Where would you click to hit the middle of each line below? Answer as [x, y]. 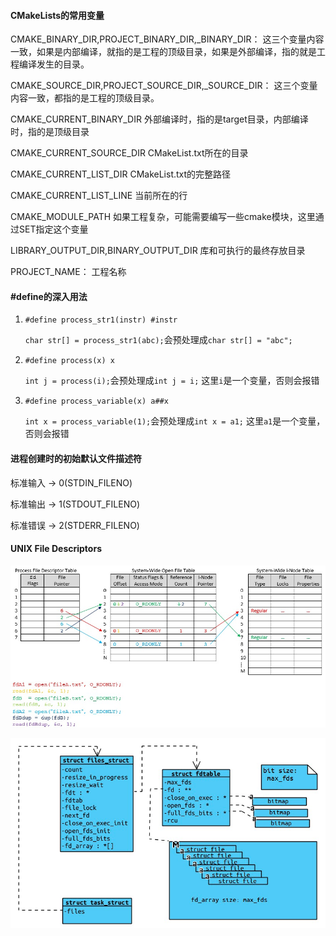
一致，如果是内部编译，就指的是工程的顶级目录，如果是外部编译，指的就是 [163, 52]
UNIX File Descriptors [56, 549]
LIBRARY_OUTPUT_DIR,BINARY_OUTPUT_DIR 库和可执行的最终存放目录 [158, 251]
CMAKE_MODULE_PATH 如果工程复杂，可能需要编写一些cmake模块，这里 [163, 217]
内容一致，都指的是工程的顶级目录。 [85, 98]
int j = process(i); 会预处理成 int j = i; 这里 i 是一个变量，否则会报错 [172, 381]
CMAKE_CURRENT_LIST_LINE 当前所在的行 [99, 196]
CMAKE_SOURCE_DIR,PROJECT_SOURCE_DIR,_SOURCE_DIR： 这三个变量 [164, 86]
